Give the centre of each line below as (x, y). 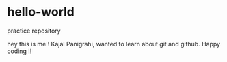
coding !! (19, 51)
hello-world (41, 12)
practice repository (34, 31)
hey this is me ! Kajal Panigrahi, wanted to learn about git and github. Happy (114, 44)
